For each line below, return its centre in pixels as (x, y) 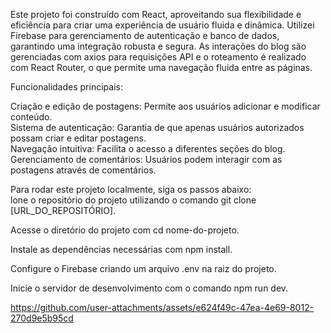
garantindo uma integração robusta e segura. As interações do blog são (158, 46)
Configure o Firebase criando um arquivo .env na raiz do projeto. (143, 268)
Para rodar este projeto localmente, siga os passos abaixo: (131, 189)
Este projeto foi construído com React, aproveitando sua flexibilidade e (156, 14)
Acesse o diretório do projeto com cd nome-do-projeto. (125, 230)
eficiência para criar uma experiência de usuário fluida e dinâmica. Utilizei (162, 25)
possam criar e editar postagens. (78, 138)
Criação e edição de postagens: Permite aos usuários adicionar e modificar (165, 106)
